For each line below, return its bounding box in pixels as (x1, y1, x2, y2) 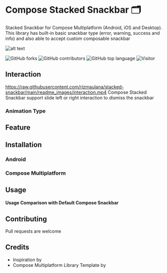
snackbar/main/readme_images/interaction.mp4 (5, 89, 107, 95)
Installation (5, 140, 42, 149)
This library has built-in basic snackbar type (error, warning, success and (5, 30, 160, 36)
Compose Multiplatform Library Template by (12, 262, 106, 268)
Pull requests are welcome (5, 228, 61, 235)
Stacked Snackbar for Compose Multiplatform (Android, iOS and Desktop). (5, 24, 162, 31)
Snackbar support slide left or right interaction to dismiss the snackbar (5, 94, 154, 100)
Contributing (5, 215, 47, 223)
